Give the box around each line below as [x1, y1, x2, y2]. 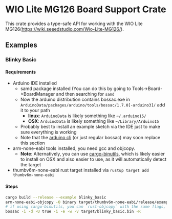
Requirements [5, 69, 36, 75]
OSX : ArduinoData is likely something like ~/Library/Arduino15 [28, 118, 160, 124]
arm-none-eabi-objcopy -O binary [5, 200, 77, 205]
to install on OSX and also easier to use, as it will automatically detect [20, 156, 167, 162]
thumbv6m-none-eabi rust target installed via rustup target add [12, 167, 149, 173]
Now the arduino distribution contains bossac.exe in [20, 96, 131, 103]
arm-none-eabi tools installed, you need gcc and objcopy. [12, 145, 136, 151]
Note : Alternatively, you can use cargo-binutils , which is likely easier [20, 151, 165, 157]
